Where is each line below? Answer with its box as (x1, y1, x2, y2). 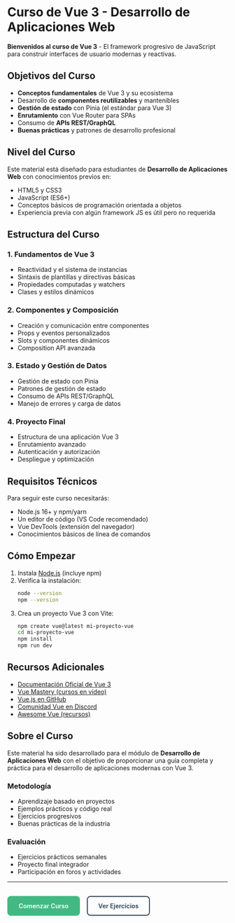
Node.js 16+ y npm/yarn (17, 507, 87, 516)
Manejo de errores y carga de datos (17, 399, 121, 407)
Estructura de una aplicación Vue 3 (17, 432, 119, 442)
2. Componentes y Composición (7, 306, 119, 315)
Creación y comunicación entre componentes (17, 321, 150, 329)
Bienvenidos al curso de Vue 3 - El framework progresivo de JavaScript (7, 42, 216, 50)
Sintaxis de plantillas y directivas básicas (17, 273, 136, 281)
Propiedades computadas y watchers (17, 280, 126, 289)
